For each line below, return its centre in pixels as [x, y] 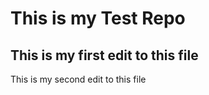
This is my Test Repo [98, 18]
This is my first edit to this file [104, 55]
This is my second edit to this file [78, 79]
